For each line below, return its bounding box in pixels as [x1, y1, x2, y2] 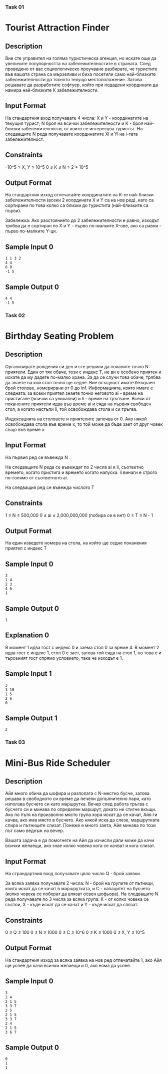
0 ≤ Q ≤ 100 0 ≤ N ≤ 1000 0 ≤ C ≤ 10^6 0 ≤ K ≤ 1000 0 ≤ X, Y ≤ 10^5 [5, 929, 145, 935]
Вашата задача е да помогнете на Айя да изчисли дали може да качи [5, 838, 154, 844]
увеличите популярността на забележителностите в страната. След [5, 60, 151, 66]
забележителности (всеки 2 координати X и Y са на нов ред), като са [5, 197, 154, 203]
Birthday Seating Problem [5, 331, 114, 342]
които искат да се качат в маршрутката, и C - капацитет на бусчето [5, 886, 150, 892]
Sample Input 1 [5, 670, 52, 678]
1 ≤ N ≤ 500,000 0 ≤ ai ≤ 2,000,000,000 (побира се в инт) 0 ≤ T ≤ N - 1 [5, 512, 153, 518]
